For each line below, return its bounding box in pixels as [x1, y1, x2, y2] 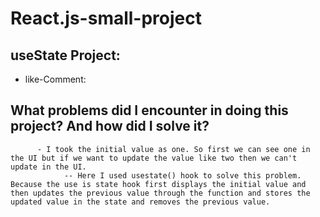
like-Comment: [24, 73, 87, 85]
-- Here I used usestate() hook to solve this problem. [63, 170, 302, 181]
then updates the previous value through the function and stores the [10, 188, 311, 198]
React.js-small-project [10, 7, 203, 30]
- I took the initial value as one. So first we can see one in [36, 144, 311, 154]
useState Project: [10, 47, 121, 64]
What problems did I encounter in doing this [10, 102, 289, 119]
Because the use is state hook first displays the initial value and [10, 179, 307, 189]
